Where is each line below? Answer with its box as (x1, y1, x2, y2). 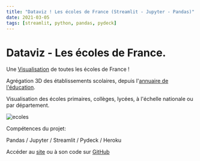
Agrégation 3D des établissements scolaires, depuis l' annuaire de (6, 77, 169, 85)
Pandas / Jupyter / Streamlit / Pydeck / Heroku (6, 136, 122, 144)
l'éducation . (6, 84, 36, 91)
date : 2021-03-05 (6, 14, 50, 20)
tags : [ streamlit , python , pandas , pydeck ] (6, 20, 117, 26)
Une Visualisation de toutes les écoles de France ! (6, 65, 130, 73)
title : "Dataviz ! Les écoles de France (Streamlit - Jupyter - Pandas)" (6, 8, 195, 15)
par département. (6, 102, 50, 109)
